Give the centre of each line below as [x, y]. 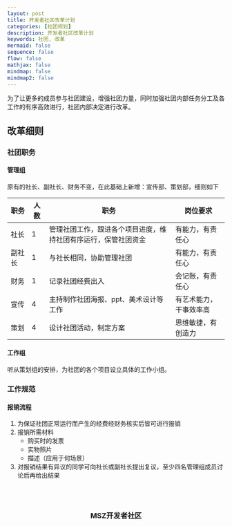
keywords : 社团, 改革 [36, 39]
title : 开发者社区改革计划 [41, 20]
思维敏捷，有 [196, 322]
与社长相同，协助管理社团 [90, 258]
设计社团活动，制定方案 [87, 328]
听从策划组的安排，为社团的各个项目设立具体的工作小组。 [89, 370]
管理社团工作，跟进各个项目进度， [104, 229]
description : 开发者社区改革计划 [51, 33]
